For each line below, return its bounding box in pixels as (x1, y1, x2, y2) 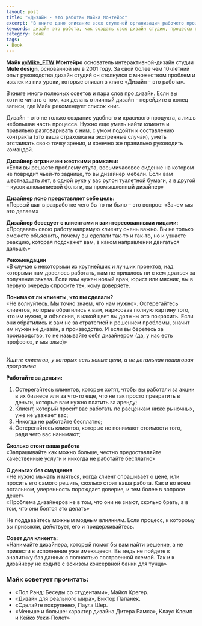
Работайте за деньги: (6, 374, 63, 381)
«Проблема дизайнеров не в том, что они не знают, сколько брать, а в (6, 498, 188, 505)
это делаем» (6, 207, 39, 214)
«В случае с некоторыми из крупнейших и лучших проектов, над (6, 263, 174, 270)
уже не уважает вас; (14, 411, 69, 418)
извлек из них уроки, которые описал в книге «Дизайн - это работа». (6, 77, 185, 85)
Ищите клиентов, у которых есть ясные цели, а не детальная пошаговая (6, 356, 194, 363)
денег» (6, 492, 25, 499)
